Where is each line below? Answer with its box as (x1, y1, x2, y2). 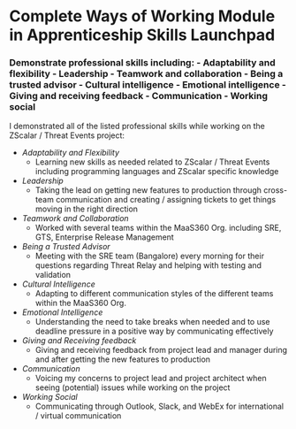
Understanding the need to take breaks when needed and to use (34, 317, 271, 327)
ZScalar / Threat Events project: (9, 130, 125, 141)
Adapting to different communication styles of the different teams (34, 288, 274, 299)
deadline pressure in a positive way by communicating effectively (34, 326, 274, 337)
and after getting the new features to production (34, 354, 210, 364)
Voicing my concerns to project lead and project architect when (34, 373, 267, 384)
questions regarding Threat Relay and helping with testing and (34, 260, 262, 271)
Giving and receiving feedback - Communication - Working (9, 90, 268, 103)
